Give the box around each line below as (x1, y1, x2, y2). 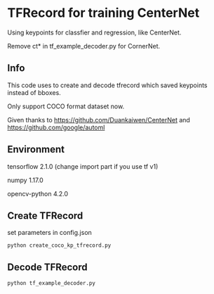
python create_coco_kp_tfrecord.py (7, 242, 112, 249)
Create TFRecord (7, 210, 83, 222)
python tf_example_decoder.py (7, 280, 96, 287)
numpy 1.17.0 (7, 176, 44, 184)
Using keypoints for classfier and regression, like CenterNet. (7, 28, 182, 37)
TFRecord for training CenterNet (7, 5, 200, 21)
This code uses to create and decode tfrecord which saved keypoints (7, 81, 208, 89)
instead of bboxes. (7, 88, 61, 96)
